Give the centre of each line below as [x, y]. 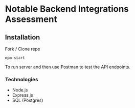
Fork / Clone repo [23, 49]
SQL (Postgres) [27, 100]
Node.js [20, 90]
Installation [22, 37]
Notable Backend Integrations [67, 9]
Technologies [22, 79]
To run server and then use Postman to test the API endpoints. [68, 67]
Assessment [31, 19]
